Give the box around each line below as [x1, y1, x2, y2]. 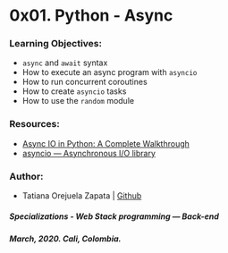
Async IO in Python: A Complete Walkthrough [21, 138, 190, 148]
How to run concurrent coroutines [21, 77, 148, 88]
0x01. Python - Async [9, 5, 173, 26]
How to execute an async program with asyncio [21, 67, 198, 78]
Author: [9, 170, 44, 182]
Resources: [9, 118, 60, 131]
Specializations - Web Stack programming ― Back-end [9, 211, 219, 222]
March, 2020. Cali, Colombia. [9, 233, 122, 244]
